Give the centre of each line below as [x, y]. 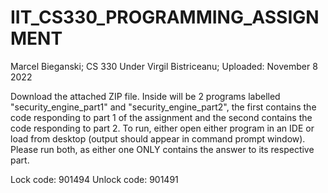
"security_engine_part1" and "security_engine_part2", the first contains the [163, 107]
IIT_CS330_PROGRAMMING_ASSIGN [165, 17]
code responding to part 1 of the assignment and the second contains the [161, 117]
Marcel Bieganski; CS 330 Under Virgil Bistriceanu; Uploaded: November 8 [164, 66]
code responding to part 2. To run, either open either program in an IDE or [162, 128]
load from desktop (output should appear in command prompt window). [158, 138]
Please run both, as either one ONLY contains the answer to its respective [162, 149]
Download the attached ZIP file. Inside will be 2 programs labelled [145, 96]
